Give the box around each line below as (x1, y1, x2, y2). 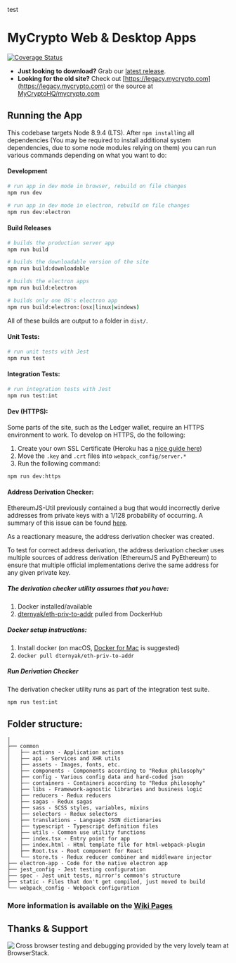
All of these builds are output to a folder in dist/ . (7, 316, 149, 325)
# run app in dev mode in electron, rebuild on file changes (7, 201, 190, 209)
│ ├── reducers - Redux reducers (7, 792, 112, 800)
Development (7, 167, 48, 175)
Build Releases (7, 224, 51, 232)
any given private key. (7, 568, 71, 576)
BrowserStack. (7, 949, 50, 957)
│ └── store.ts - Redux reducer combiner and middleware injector (7, 854, 212, 861)
